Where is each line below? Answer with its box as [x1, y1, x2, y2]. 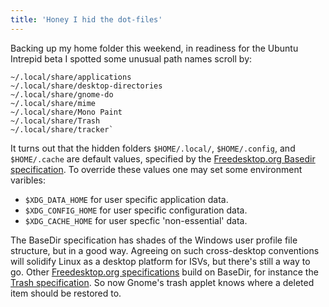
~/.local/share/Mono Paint [10, 107, 123, 117]
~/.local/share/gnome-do [10, 89, 114, 100]
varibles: [10, 174, 47, 186]
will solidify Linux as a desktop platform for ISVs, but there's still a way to [10, 255, 311, 267]
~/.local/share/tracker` [10, 124, 114, 135]
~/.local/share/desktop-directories [10, 81, 163, 91]
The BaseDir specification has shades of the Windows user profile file [10, 234, 298, 246]
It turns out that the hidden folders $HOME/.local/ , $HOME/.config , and [10, 142, 296, 154]
